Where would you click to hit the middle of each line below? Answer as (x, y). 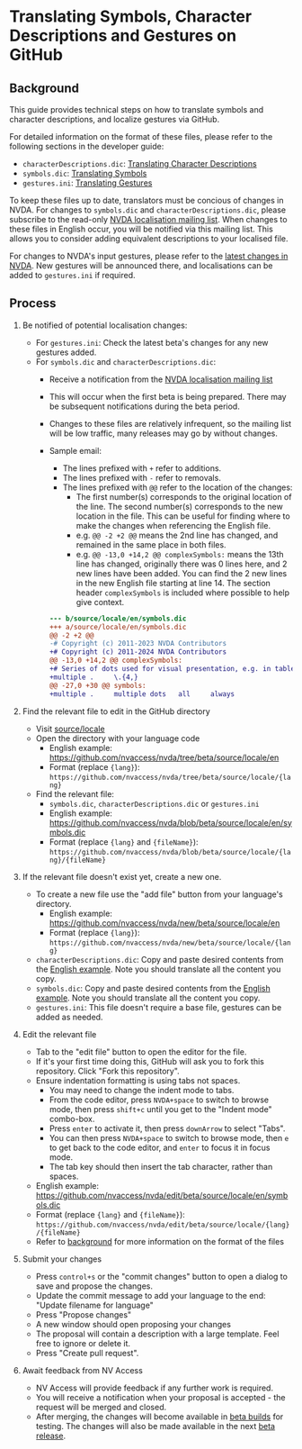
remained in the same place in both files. (151, 544)
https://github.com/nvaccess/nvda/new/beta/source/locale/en (164, 923)
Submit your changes (62, 1259)
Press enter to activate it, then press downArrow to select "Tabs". (167, 1128)
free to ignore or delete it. (83, 1343)
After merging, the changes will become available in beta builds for (160, 1417)
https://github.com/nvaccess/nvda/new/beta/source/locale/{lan (170, 943)
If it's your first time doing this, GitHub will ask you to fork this (150, 1061)
